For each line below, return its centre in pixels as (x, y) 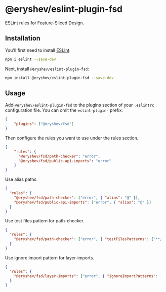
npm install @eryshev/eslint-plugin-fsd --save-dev (59, 78)
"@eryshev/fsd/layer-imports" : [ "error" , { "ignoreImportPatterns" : (86, 276)
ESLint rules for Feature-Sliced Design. (45, 23)
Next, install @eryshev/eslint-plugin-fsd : (47, 69)
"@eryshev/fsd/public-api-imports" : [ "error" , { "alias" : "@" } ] (83, 202)
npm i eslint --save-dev (31, 59)
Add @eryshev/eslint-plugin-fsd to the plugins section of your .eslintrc (80, 105)
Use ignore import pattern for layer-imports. (50, 257)
